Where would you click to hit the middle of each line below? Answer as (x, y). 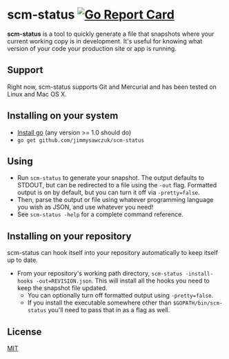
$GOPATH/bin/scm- (198, 303)
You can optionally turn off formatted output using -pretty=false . (120, 296)
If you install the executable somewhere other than (99, 302)
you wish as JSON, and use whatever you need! (85, 207)
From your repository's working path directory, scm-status (100, 274)
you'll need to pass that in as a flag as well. (109, 310)
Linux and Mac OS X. (37, 94)
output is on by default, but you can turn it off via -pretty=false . (108, 192)
